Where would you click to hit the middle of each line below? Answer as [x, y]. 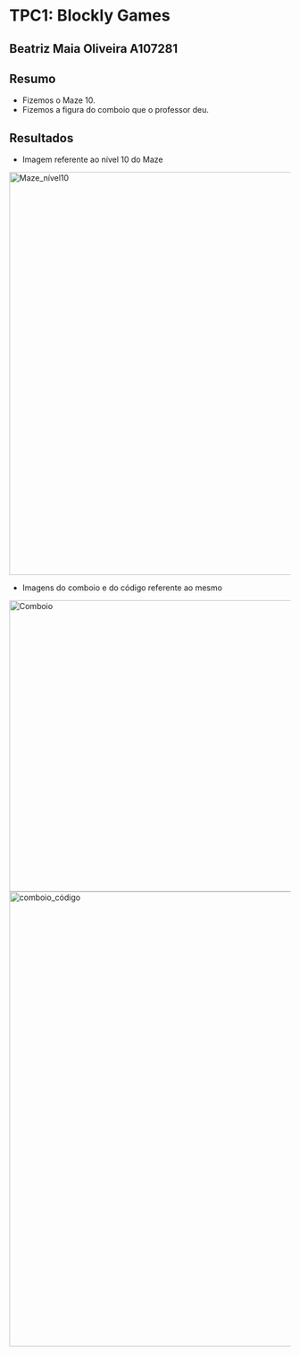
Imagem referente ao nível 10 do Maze [92, 160]
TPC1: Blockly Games [90, 16]
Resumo [33, 78]
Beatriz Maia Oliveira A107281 [94, 49]
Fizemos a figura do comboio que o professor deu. [116, 110]
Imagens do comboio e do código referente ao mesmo [122, 588]
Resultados [42, 138]
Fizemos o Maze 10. [58, 100]
